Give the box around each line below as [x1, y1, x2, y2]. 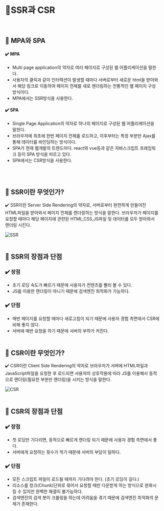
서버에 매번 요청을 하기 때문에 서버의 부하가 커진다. [12, 328, 109, 334]
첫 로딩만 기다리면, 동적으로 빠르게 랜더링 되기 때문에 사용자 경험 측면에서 [12, 437, 152, 443]
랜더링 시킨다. [5, 222, 32, 228]
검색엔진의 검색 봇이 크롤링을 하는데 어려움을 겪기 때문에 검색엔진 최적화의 [12, 495, 154, 501]
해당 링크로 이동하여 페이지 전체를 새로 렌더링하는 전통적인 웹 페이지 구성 [17, 83, 156, 89]
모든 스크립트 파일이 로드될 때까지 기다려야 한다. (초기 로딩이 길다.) [12, 476, 140, 482]
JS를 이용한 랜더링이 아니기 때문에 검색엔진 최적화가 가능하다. [12, 288, 130, 294]
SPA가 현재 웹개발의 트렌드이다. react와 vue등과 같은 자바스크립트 [12, 145, 139, 151]
